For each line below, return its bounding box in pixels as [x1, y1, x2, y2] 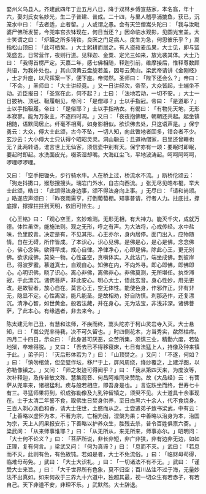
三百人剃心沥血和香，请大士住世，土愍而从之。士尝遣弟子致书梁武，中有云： [6, 405, 200, 412]
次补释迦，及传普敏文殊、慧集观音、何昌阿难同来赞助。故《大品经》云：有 [6, 374, 194, 381]
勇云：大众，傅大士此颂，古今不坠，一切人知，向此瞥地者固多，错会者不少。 [6, 128, 200, 135]
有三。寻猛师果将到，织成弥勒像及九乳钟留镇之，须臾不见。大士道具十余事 [6, 389, 194, 397]
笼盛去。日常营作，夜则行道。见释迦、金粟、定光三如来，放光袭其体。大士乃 [6, 51, 200, 58]
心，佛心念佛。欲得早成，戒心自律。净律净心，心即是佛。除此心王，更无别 [6, 246, 194, 253]
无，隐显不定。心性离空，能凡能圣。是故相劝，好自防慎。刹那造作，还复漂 [6, 292, 194, 299]
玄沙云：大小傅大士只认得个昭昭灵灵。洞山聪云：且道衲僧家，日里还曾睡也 [6, 135, 194, 143]
